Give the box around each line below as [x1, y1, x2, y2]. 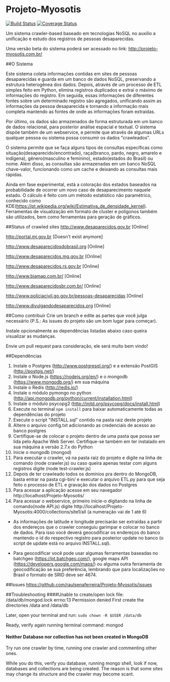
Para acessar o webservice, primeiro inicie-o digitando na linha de [13, 498, 152, 504]
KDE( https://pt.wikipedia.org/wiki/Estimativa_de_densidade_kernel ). [6, 203, 148, 209]
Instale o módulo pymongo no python [13, 389, 92, 395]
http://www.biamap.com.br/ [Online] [6, 273, 82, 279]
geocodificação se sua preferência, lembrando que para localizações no [13, 566, 165, 572]
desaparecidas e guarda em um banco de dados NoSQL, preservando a [6, 76, 156, 82]
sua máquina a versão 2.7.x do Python [13, 444, 93, 450]
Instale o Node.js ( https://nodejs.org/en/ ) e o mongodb [13, 373, 128, 380]
